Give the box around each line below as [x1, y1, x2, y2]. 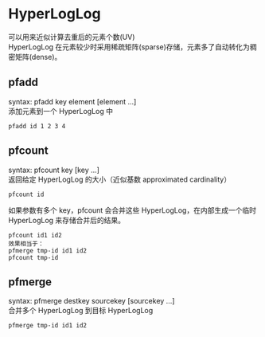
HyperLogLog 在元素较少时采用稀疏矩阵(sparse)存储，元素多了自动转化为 [8, 41, 251, 52]
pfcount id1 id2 [8, 231, 62, 239]
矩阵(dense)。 [14, 52, 62, 61]
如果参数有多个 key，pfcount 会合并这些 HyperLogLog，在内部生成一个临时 [8, 205, 257, 215]
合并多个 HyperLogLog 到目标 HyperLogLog [8, 306, 154, 315]
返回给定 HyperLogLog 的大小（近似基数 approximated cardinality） [8, 174, 232, 184]
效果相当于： [8, 240, 45, 248]
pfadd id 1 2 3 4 [8, 122, 66, 130]
